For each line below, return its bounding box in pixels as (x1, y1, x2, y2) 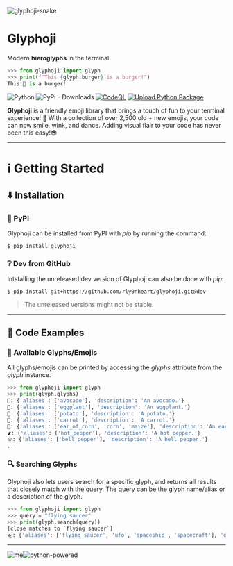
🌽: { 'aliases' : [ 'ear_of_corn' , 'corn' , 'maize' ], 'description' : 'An (7, 423, 216, 430)
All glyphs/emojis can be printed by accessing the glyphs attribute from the (7, 363, 223, 372)
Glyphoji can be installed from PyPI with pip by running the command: (7, 229, 207, 238)
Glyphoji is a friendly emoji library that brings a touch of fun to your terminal (7, 106, 225, 115)
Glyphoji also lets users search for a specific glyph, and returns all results (7, 478, 217, 486)
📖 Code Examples (7, 327, 85, 339)
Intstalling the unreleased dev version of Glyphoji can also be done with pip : (7, 274, 224, 283)
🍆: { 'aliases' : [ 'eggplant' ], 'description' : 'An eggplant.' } (7, 403, 191, 411)
